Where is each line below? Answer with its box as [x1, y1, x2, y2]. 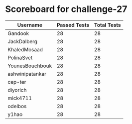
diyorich [7, 86, 27, 93]
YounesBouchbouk [7, 62, 52, 69]
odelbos [7, 103, 27, 110]
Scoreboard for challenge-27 [5, 3, 128, 15]
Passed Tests [56, 21, 90, 28]
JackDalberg [7, 38, 38, 45]
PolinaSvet [7, 54, 33, 61]
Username [17, 21, 42, 28]
